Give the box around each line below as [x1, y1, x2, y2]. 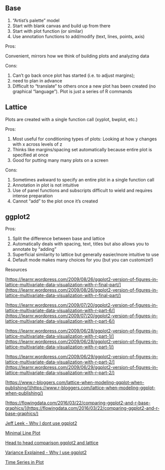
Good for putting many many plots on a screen [12, 157, 108, 163]
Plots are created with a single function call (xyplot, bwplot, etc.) [5, 116, 138, 122]
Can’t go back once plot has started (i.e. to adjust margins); [12, 72, 135, 78]
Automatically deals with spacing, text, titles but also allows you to [12, 241, 149, 247]
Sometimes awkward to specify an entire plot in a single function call [12, 176, 154, 182]
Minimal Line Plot [5, 430, 41, 436]
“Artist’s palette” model [12, 17, 60, 23]
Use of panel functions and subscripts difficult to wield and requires [12, 187, 152, 193]
